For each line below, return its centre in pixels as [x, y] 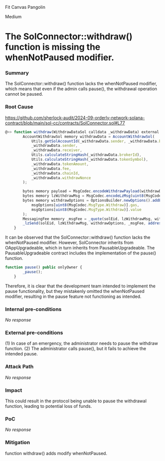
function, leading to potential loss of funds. [49, 406]
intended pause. [22, 354]
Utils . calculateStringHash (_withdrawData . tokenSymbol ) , [90, 160]
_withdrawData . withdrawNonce [61, 178]
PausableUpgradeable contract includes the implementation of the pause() [81, 253]
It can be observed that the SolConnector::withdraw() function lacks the [78, 237]
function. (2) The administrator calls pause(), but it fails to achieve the [76, 349]
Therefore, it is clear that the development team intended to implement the [80, 286]
